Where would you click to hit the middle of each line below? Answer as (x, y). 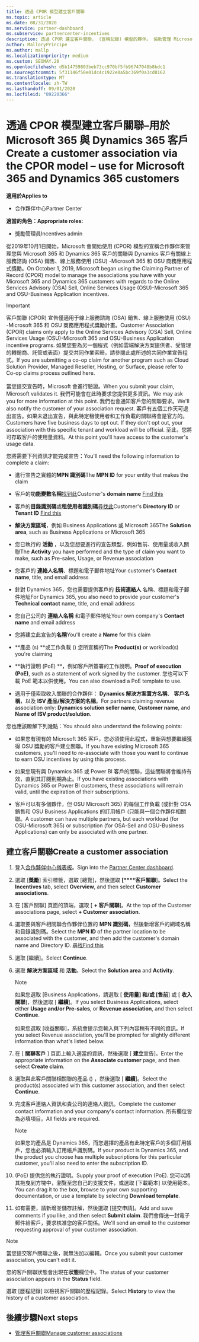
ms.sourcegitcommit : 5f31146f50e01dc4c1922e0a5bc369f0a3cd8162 (86, 72)
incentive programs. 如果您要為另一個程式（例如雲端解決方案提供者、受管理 (99, 345)
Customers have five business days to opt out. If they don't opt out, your (94, 422)
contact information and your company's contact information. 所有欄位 (101, 1111)
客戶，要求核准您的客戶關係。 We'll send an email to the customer (110, 1223)
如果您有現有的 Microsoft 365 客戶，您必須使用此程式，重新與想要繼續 (101, 738)
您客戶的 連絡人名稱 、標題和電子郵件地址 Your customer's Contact (96, 570)
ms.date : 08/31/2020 (32, 23)
